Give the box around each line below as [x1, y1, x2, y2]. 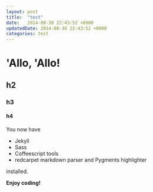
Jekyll [14, 137, 30, 144]
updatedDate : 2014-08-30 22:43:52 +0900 [6, 25, 108, 32]
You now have [6, 125, 41, 133]
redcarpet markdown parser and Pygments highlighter [14, 156, 147, 163]
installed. [6, 168, 28, 175]
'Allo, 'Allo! [6, 56, 60, 70]
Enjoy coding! [6, 179, 41, 186]
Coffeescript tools [14, 150, 59, 157]
